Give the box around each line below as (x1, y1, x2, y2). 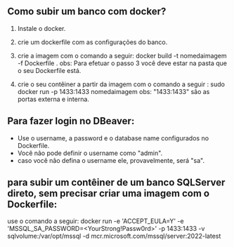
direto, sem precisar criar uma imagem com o (7, 187, 209, 199)
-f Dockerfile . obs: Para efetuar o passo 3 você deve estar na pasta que (17, 59, 227, 67)
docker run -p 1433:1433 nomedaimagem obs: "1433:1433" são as (17, 87, 210, 95)
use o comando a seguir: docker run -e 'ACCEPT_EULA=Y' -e (7, 217, 184, 225)
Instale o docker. (17, 24, 66, 32)
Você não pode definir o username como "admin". (17, 149, 163, 157)
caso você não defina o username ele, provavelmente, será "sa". (17, 156, 205, 164)
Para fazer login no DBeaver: (7, 115, 135, 127)
